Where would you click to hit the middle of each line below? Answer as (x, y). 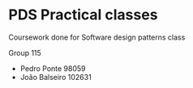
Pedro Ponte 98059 (53, 68)
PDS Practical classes (83, 15)
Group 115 (25, 52)
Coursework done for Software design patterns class (97, 37)
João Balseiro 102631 (56, 77)
